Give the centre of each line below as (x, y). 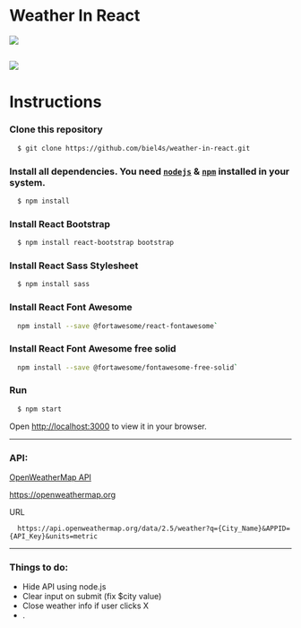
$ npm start (40, 409)
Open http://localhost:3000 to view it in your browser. (108, 426)
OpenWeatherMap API (51, 477)
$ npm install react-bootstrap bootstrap (96, 243)
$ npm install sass (54, 284)
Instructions (56, 102)
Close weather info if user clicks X (86, 606)
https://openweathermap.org (63, 495)
